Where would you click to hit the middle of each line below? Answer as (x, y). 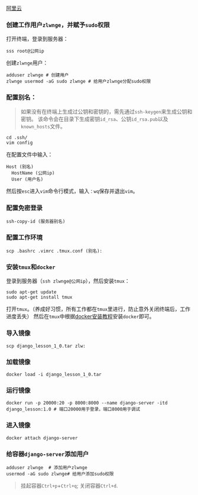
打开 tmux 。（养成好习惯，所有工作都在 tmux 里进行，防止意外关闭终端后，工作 (98, 309)
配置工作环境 (25, 237)
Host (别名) (20, 167)
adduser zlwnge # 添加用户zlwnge (47, 467)
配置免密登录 (25, 208)
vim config (20, 143)
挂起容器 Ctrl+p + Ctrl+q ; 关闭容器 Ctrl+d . (69, 486)
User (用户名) (27, 179)
